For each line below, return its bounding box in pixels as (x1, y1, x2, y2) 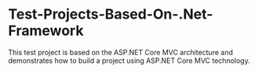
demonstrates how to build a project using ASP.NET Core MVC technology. (8, 56, 251, 65)
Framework (8, 22, 84, 40)
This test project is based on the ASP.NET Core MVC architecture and (8, 47, 234, 57)
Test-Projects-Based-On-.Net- (8, 5, 213, 23)
